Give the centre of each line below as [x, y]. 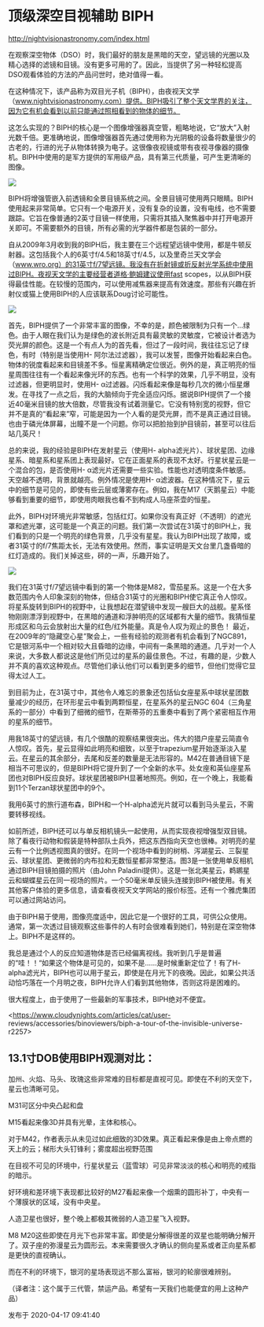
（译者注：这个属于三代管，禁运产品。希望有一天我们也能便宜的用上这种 [125, 1288]
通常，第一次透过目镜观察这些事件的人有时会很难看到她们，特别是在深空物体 [132, 926]
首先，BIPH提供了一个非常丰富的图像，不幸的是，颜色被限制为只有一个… [126, 325]
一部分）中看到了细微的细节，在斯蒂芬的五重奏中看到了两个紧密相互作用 [139, 712]
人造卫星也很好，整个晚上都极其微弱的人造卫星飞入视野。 [101, 1218]
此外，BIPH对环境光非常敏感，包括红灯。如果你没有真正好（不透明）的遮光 [130, 516]
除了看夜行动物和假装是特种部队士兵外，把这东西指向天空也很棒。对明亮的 [128, 841]
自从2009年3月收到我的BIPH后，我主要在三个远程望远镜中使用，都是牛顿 [126, 244]
